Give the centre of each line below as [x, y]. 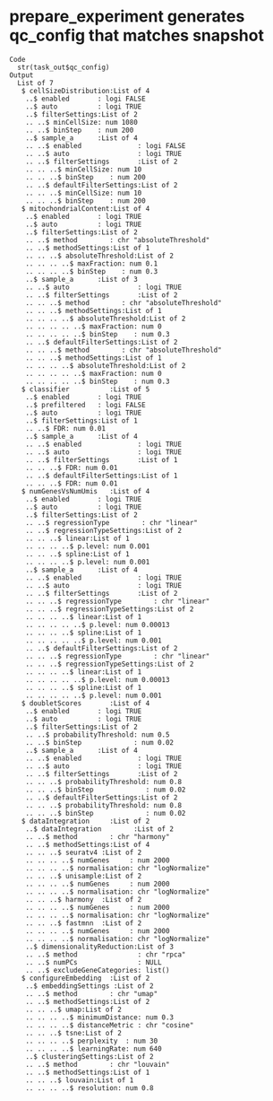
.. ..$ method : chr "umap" [92, 993]
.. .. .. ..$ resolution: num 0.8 [90, 1088]
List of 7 [35, 83]
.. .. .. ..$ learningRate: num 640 [94, 1049]
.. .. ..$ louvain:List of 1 [80, 1080]
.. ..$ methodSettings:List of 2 [88, 1001]
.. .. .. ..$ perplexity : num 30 [92, 1041]
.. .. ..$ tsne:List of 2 [74, 1033]
